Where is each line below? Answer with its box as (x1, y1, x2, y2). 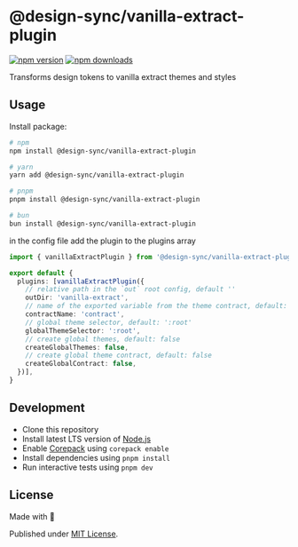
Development (9, 400, 86, 416)
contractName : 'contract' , (25, 310, 125, 319)
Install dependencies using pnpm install (21, 452, 170, 463)
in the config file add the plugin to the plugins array (9, 235, 197, 246)
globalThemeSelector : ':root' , (25, 326, 141, 335)
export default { (9, 268, 74, 277)
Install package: (9, 121, 67, 131)
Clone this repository (21, 424, 99, 434)
